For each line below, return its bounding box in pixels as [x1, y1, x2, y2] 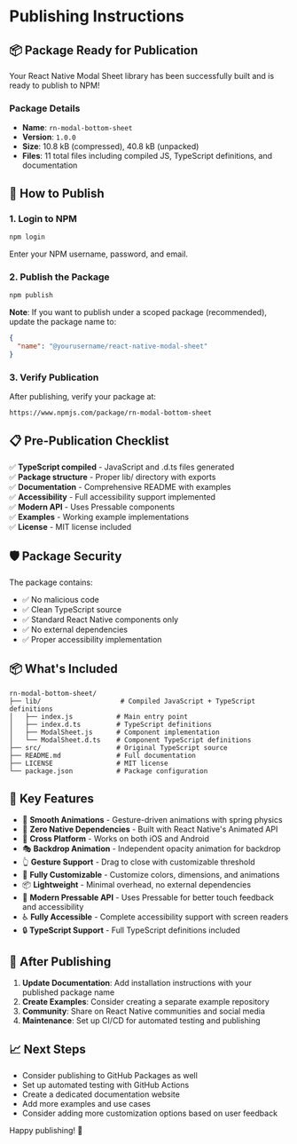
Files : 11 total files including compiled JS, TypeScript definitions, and [21, 151, 273, 162]
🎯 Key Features [9, 791, 95, 806]
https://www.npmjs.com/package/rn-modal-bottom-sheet [9, 408, 213, 417]
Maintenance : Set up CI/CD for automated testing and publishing [21, 1015, 261, 1026]
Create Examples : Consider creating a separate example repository [21, 997, 270, 1007]
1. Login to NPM [9, 212, 78, 225]
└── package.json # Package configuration [9, 767, 208, 776]
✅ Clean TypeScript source [21, 604, 122, 614]
